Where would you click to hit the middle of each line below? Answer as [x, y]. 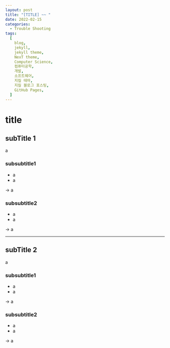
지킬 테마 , [24, 81]
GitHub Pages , [29, 90]
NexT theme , [27, 57]
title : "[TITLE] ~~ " [28, 15]
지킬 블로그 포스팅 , [32, 85]
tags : [11, 33]
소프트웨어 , [24, 76]
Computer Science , [34, 62]
